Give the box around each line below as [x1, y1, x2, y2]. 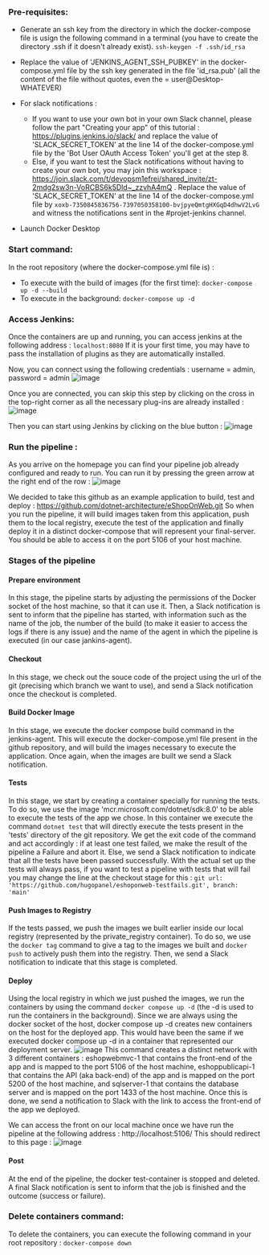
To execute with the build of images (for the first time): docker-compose [19, 278, 253, 287]
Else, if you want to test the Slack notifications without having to [31, 157, 244, 167]
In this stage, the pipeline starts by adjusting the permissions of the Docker [8, 593, 257, 603]
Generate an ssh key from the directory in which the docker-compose [19, 25, 251, 35]
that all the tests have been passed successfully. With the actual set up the [8, 855, 256, 865]
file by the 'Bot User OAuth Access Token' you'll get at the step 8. [31, 148, 249, 158]
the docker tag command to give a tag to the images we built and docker [8, 940, 247, 950]
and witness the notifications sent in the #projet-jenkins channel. [31, 208, 247, 218]
